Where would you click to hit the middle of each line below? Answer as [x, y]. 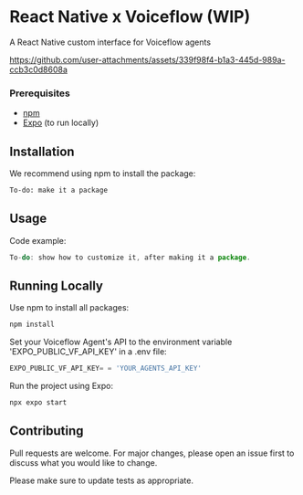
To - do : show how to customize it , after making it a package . [130, 258]
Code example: [38, 240]
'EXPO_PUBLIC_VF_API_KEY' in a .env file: [88, 352]
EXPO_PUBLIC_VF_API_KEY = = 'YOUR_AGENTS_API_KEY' [106, 369]
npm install [32, 325]
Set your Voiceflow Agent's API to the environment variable [121, 342]
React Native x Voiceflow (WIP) [130, 17]
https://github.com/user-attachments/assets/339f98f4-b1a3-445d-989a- [147, 59]
